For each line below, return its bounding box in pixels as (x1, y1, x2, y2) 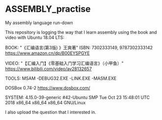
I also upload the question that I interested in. (5, 109, 97, 115)
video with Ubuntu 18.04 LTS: (5, 34, 65, 40)
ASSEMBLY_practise (5, 3, 91, 15)
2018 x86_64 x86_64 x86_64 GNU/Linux (5, 99, 86, 105)
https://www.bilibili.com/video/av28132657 (5, 65, 92, 72)
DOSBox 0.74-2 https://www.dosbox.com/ (5, 85, 90, 90)
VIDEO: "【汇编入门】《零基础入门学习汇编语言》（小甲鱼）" (5, 60, 124, 66)
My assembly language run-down (5, 20, 74, 26)
